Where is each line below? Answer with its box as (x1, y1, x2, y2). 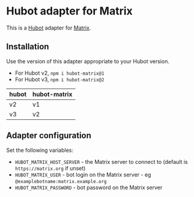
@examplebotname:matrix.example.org (14, 178, 107, 184)
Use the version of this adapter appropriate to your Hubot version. (6, 57, 170, 64)
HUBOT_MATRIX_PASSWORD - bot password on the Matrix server (14, 184, 163, 191)
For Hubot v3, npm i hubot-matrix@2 (14, 75, 105, 83)
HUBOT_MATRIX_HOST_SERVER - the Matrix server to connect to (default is (14, 158, 188, 165)
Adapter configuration (6, 131, 92, 141)
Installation (6, 42, 49, 52)
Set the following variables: (6, 146, 74, 154)
